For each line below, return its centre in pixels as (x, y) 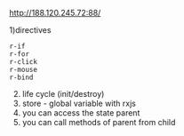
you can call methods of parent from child (99, 122)
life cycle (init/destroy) (63, 94)
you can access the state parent (81, 113)
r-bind (21, 77)
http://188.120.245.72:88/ (55, 13)
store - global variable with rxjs (79, 103)
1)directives (30, 30)
